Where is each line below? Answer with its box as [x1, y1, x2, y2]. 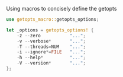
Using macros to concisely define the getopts [6, 5, 117, 12]
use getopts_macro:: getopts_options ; [6, 17, 99, 23]
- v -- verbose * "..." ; [17, 38, 86, 44]
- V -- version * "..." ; [17, 60, 86, 66]
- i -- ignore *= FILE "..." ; [17, 49, 86, 55]
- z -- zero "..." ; [17, 33, 86, 38]
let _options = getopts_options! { [6, 27, 94, 33]
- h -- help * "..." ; [17, 54, 86, 61]
